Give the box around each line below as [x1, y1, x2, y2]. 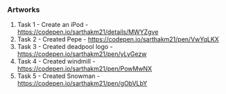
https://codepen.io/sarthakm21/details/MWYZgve [17, 28, 159, 36]
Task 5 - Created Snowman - [17, 72, 101, 80]
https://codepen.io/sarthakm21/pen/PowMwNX [17, 64, 153, 73]
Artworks [7, 5, 40, 15]
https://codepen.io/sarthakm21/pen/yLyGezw [17, 50, 147, 58]
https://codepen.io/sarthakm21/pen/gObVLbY [17, 79, 148, 88]
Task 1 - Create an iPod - [17, 21, 89, 29]
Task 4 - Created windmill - [17, 57, 96, 66]
